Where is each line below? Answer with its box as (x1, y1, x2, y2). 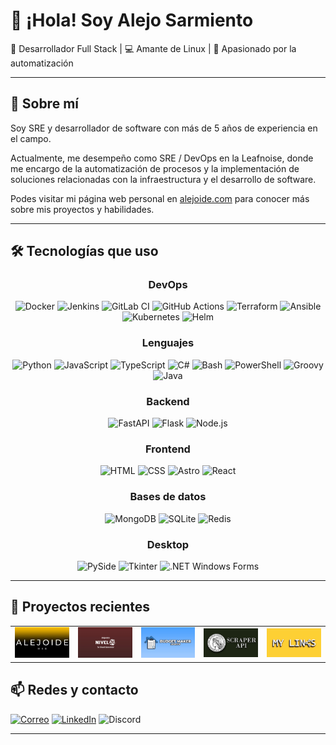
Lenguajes (141, 336, 195, 350)
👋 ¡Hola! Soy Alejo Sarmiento (10, 9, 254, 32)
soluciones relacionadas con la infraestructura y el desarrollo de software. (10, 173, 317, 185)
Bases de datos (129, 490, 207, 504)
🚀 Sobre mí (10, 95, 79, 113)
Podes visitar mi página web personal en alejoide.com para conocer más (10, 192, 310, 204)
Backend (146, 394, 190, 408)
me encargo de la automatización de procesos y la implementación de (10, 162, 300, 174)
